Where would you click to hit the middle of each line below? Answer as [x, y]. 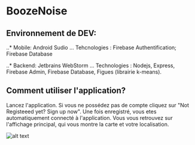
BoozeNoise [37, 11]
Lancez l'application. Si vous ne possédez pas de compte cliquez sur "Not [98, 105]
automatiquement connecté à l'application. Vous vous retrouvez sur [89, 117]
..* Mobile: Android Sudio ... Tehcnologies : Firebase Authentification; [91, 47]
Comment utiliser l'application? [66, 91]
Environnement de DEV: [51, 33]
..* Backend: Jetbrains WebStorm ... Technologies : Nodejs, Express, [91, 65]
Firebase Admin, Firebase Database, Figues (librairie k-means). [84, 72]
